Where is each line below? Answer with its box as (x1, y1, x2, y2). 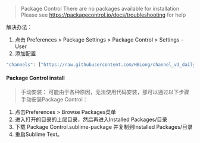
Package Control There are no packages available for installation (20, 5, 180, 12)
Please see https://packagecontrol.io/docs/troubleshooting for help (20, 11, 186, 18)
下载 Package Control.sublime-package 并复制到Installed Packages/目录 (14, 123, 193, 131)
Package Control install (6, 74, 65, 82)
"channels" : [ (6, 62, 42, 68)
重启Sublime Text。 (14, 131, 63, 138)
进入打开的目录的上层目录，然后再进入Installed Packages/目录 (14, 116, 168, 123)
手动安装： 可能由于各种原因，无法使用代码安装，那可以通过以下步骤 (20, 88, 189, 96)
